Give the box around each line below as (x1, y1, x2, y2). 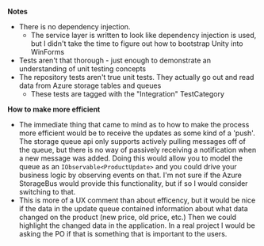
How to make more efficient (7, 104, 101, 114)
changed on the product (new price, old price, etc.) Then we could (18, 213, 237, 221)
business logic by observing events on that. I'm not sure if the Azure (18, 170, 243, 180)
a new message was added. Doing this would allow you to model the (18, 153, 243, 163)
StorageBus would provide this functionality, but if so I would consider (18, 179, 248, 188)
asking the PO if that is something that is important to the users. (18, 229, 228, 238)
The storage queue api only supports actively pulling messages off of (18, 137, 247, 146)
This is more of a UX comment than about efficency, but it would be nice (18, 195, 256, 205)
